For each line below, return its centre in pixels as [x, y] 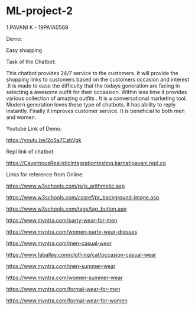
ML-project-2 [39, 11]
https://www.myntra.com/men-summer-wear [61, 266]
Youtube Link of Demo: [34, 128]
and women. [21, 117]
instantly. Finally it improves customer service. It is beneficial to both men [95, 111]
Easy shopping [24, 50]
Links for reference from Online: [45, 174]
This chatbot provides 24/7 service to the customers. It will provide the [92, 73]
